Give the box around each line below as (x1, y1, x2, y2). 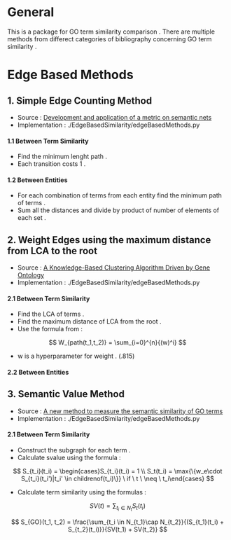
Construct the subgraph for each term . (17, 445, 131, 454)
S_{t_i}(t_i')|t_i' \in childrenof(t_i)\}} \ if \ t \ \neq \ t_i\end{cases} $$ (20, 474, 215, 483)
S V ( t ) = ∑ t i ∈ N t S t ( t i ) (90, 501, 146, 513)
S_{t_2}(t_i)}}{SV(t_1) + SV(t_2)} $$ (67, 525, 168, 534)
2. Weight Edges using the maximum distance (7, 234, 211, 246)
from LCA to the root (7, 244, 98, 256)
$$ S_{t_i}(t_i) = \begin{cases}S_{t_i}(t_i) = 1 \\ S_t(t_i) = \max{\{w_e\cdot (13, 466, 223, 475)
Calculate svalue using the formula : (17, 453, 121, 462)
